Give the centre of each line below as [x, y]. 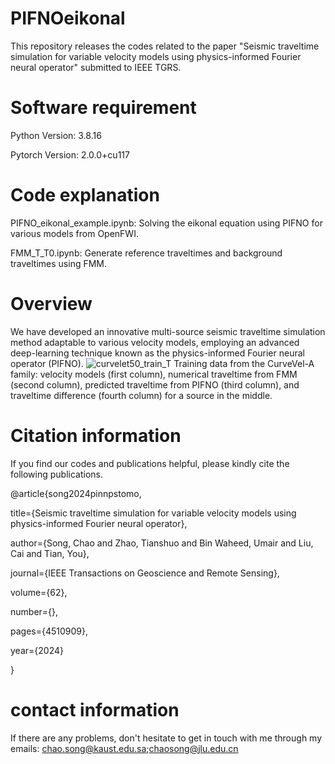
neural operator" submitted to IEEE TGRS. [96, 67]
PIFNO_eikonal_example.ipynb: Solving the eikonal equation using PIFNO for [166, 223]
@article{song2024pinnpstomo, [76, 493]
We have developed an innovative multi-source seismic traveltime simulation [168, 331]
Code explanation [85, 195]
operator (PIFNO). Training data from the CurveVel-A [162, 363]
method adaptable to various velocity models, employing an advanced [155, 342]
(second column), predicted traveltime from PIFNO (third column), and [155, 384]
